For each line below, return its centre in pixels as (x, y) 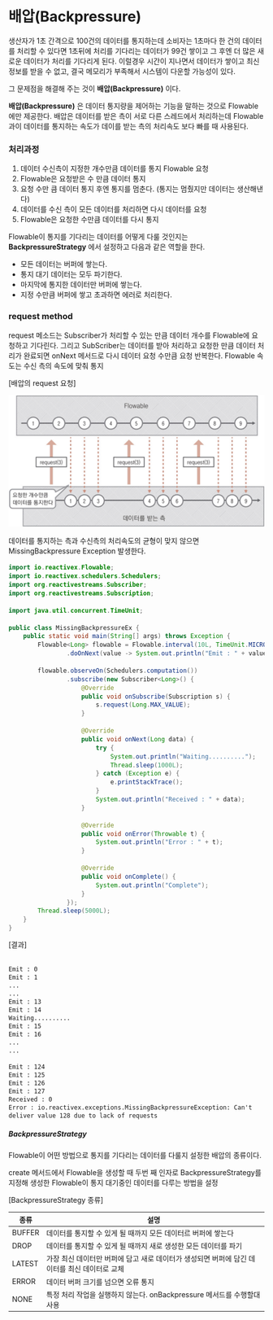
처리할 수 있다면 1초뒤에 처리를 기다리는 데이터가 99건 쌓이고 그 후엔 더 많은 (136, 50)
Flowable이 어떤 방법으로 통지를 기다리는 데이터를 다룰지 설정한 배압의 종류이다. (135, 1155)
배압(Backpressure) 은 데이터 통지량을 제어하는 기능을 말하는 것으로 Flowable (133, 106)
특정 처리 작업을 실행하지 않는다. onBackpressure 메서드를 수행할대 (153, 1294)
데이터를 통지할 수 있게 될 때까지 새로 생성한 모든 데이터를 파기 (144, 1246)
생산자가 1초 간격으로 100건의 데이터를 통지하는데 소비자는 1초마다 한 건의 (125, 41)
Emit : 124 (27, 1067)
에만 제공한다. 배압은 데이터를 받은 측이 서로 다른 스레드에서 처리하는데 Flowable (136, 116)
